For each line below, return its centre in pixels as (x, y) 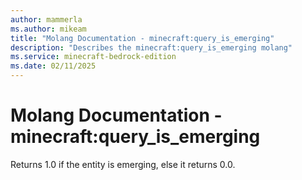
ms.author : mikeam (48, 29)
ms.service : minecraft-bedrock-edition (93, 57)
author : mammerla (46, 19)
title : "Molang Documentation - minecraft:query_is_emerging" (142, 38)
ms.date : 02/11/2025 (53, 66)
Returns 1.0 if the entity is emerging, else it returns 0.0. (123, 164)
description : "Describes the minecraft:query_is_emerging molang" (151, 47)
